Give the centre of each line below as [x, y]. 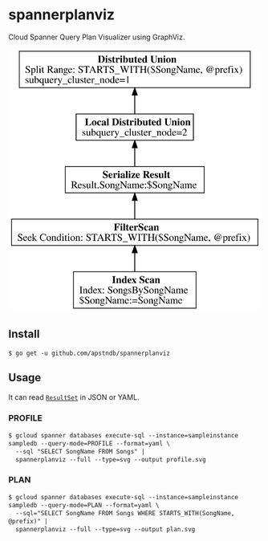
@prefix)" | [28, 522]
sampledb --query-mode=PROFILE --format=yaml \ [89, 444]
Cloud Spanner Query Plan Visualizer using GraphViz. [97, 37]
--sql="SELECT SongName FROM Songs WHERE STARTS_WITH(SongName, [125, 514]
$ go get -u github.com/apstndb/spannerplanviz [89, 353]
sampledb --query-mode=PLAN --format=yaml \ [84, 506]
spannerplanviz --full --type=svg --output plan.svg [106, 530]
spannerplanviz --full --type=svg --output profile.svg [111, 460]
